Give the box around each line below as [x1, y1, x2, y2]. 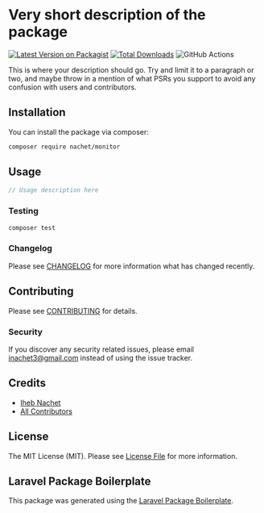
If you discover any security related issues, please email [8, 344, 195, 354]
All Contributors [19, 406, 72, 416]
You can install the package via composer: [8, 127, 149, 136]
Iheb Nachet [19, 398, 61, 407]
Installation [8, 106, 66, 119]
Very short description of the [8, 6, 207, 24]
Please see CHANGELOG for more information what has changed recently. [8, 261, 255, 271]
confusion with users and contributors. [8, 82, 137, 92]
